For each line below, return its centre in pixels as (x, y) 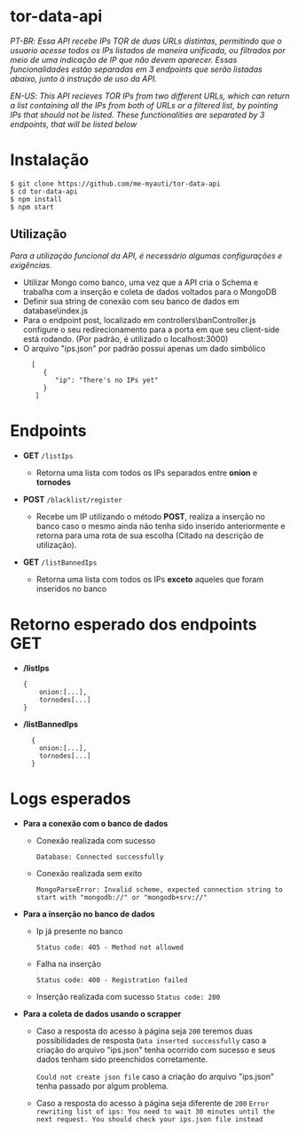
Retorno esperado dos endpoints (133, 624)
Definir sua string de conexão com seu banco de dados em (131, 301)
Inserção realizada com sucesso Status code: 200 (128, 996)
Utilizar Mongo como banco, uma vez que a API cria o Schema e (141, 282)
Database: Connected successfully (100, 857)
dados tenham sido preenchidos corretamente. (122, 1059)
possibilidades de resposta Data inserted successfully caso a (151, 1040)
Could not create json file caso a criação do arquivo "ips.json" (155, 1076)
